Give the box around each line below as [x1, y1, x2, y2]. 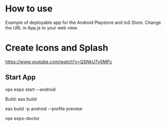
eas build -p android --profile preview [5, 106, 83, 112]
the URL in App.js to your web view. [5, 24, 78, 30]
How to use [5, 3, 53, 14]
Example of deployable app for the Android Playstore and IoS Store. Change [5, 19, 161, 25]
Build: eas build [5, 96, 37, 102]
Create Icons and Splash [5, 42, 109, 54]
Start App [5, 73, 36, 82]
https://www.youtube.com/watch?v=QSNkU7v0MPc [5, 58, 112, 65]
